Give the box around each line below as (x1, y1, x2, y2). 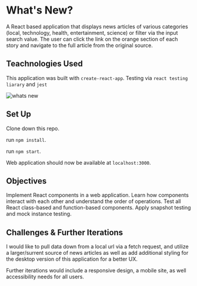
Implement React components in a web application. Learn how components (6, 192, 189, 199)
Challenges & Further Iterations (6, 227, 123, 237)
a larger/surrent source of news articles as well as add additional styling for (6, 250, 189, 257)
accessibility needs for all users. (6, 273, 84, 280)
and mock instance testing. (6, 210, 72, 218)
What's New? (6, 4, 74, 17)
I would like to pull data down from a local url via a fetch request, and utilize (6, 243, 189, 250)
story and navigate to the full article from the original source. (6, 42, 153, 49)
